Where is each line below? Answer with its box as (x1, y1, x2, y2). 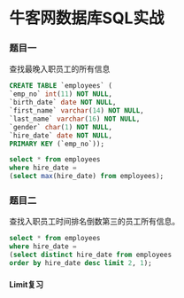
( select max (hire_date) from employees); (9, 172, 165, 181)
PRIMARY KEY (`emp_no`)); (9, 139, 104, 148)
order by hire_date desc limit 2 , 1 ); (9, 259, 152, 268)
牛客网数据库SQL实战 (9, 8, 165, 28)
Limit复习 (9, 278, 44, 289)
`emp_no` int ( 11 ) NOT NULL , (9, 90, 113, 98)
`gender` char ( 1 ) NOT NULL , (9, 122, 113, 131)
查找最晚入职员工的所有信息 (9, 64, 111, 74)
